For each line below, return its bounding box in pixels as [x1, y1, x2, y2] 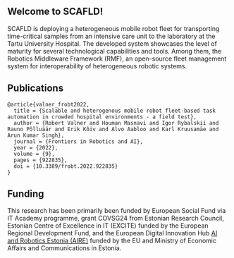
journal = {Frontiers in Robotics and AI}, [13, 137, 143, 145]
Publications [7, 82, 64, 94]
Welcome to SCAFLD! [7, 6, 104, 18]
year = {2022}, [13, 144, 58, 151]
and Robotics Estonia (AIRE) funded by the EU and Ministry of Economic [7, 236, 217, 245]
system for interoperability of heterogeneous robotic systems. [7, 61, 187, 70]
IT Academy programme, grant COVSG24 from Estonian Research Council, [7, 214, 224, 223]
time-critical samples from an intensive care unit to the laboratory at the [7, 32, 216, 40]
